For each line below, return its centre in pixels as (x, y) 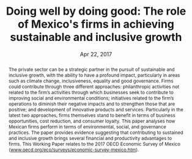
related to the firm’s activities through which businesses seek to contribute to (91, 92)
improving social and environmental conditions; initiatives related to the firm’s (91, 98)
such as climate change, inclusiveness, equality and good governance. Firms (91, 81)
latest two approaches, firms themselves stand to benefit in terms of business (92, 115)
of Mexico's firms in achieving (96, 24)
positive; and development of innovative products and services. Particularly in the (96, 109)
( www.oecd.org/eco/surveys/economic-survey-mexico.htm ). (74, 150)
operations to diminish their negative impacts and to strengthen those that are (92, 104)
